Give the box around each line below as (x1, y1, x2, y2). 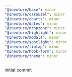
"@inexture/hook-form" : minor (4, 49, 68, 54)
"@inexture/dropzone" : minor (4, 26, 65, 31)
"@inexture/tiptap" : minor (4, 44, 61, 49)
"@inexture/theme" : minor (4, 53, 58, 59)
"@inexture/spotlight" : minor (4, 40, 68, 45)
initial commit (4, 67, 32, 73)
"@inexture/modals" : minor (4, 35, 61, 40)
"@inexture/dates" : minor (4, 21, 58, 26)
